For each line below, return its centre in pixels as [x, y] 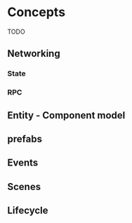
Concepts [36, 12]
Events [23, 163]
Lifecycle [28, 211]
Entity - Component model [66, 115]
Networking [34, 54]
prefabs [25, 138]
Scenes [24, 187]
